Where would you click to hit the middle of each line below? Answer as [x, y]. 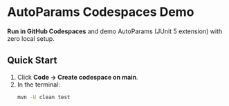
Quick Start [32, 61]
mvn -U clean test [44, 97]
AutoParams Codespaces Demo [101, 12]
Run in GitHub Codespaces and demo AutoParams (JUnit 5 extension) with [115, 31]
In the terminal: [39, 85]
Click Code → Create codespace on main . [77, 77]
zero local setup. [31, 38]
